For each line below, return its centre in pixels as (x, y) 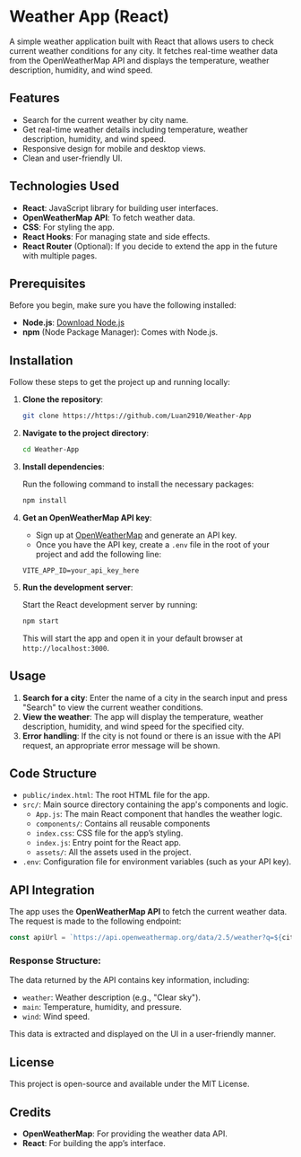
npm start (41, 621)
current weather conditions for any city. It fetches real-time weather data (144, 50)
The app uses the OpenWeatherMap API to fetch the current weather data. (148, 912)
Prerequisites (47, 283)
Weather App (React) (90, 17)
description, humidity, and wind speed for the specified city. (133, 726)
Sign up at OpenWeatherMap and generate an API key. (136, 535)
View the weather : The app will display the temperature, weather (143, 716)
